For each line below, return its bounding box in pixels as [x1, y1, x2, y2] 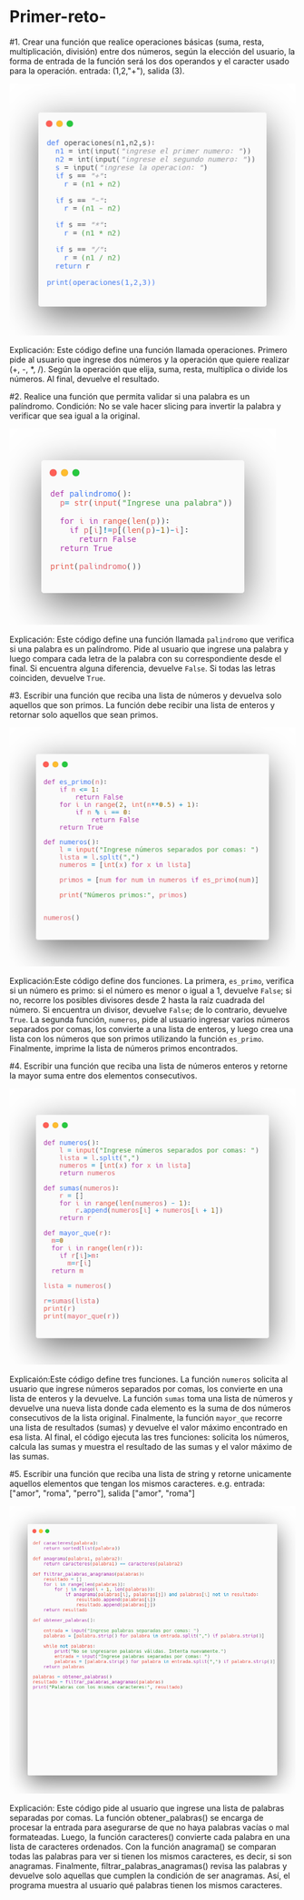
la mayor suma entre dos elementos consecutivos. [9, 1069, 198, 1081]
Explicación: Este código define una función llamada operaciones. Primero [9, 345, 288, 355]
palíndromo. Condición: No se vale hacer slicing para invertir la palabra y [9, 401, 281, 411]
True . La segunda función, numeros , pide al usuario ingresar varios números [9, 1014, 290, 1025]
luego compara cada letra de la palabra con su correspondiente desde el [9, 654, 282, 664]
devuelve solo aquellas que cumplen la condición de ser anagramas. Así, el [9, 1870, 290, 1881]
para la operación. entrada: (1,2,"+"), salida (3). [9, 65, 185, 76]
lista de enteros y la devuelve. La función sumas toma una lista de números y [9, 1393, 293, 1404]
